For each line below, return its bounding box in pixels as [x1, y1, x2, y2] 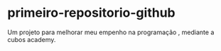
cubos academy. [7, 35, 56, 43]
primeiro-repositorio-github [7, 5, 176, 21]
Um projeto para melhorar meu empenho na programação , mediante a [7, 28, 215, 36]
